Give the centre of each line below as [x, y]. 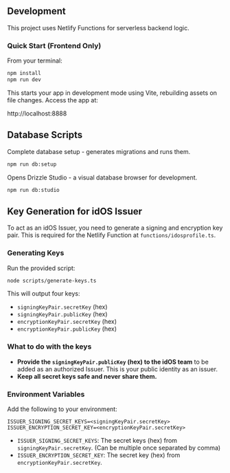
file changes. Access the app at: [53, 100]
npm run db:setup [32, 164]
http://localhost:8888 [37, 113]
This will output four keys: [44, 294]
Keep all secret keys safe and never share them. [87, 376]
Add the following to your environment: [62, 409]
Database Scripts [45, 135]
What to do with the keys [49, 346]
